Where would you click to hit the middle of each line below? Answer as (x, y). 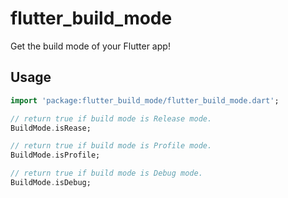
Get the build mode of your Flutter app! (90, 46)
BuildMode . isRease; (51, 128)
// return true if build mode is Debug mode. (106, 173)
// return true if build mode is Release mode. (111, 118)
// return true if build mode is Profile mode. (111, 146)
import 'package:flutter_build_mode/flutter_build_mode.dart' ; (145, 100)
